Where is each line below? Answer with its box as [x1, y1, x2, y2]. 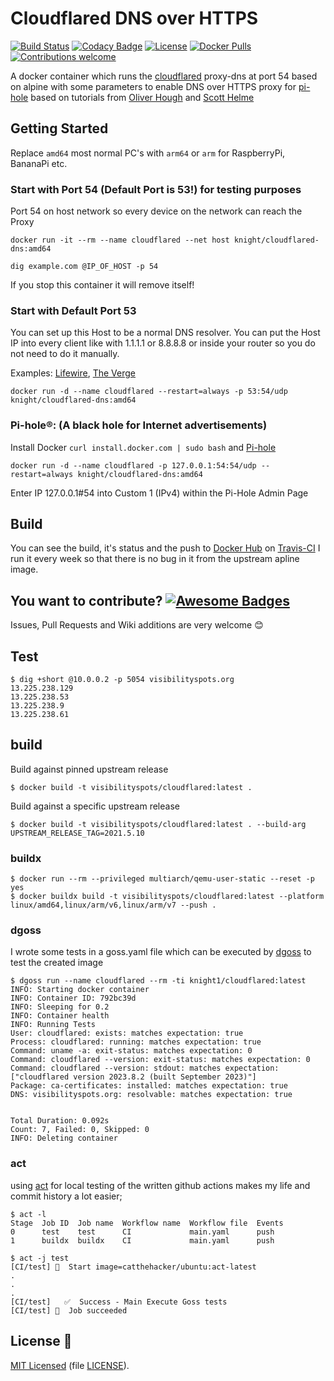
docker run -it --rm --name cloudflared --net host [10, 235, 230, 246]
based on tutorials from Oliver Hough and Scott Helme [30, 91, 255, 103]
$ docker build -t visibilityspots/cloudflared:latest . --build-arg [10, 819, 307, 829]
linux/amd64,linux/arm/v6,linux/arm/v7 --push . [10, 900, 217, 911]
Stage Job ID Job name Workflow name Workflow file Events [10, 1218, 284, 1228]
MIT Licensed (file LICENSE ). [10, 1359, 130, 1371]
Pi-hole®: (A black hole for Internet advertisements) [10, 418, 268, 432]
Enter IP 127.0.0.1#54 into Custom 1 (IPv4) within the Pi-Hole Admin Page [10, 487, 309, 499]
